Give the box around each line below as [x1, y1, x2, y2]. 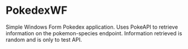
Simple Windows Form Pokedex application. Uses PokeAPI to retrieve [5, 23, 178, 30]
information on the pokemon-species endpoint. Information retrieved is [5, 29, 183, 36]
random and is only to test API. [5, 36, 82, 43]
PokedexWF [5, 4, 68, 17]
